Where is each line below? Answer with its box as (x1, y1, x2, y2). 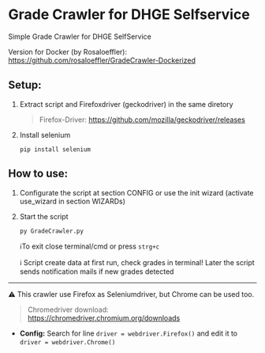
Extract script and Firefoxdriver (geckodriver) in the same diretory (19, 99, 234, 108)
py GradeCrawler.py (19, 227, 84, 235)
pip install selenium (19, 145, 91, 154)
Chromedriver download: (27, 305, 109, 314)
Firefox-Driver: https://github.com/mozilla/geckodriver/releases (39, 115, 246, 124)
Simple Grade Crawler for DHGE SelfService (8, 32, 151, 41)
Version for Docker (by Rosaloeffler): (8, 47, 128, 56)
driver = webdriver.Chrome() (19, 338, 116, 346)
